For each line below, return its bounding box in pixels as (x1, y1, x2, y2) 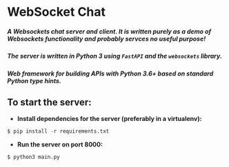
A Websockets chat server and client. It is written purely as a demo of (7, 27, 212, 35)
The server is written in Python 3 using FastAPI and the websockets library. (7, 52, 223, 60)
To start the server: (7, 96, 92, 108)
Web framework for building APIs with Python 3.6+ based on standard (7, 69, 214, 78)
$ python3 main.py (7, 154, 60, 161)
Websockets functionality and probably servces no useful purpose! (7, 34, 206, 43)
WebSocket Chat (7, 4, 106, 20)
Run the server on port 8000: (17, 140, 103, 148)
